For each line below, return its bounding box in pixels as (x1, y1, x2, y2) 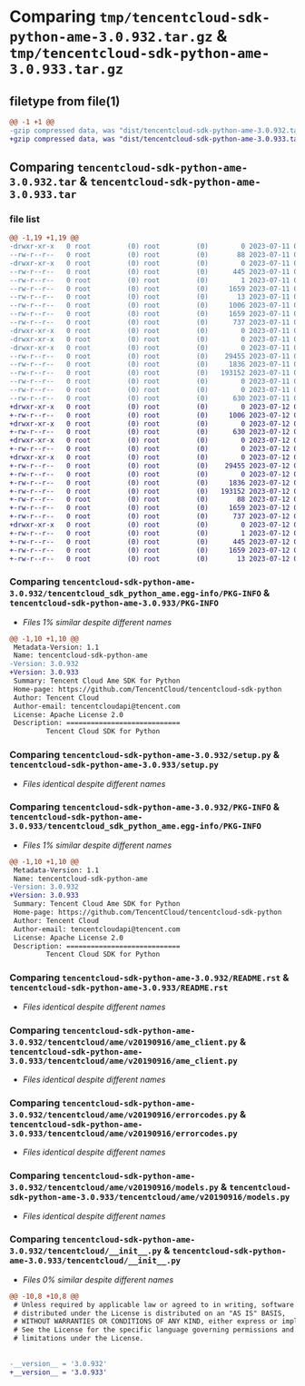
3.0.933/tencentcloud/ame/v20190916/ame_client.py (9, 1056, 238, 1066)
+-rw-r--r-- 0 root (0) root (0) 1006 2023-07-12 (9, 410, 290, 419)
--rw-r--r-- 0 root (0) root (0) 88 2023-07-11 (9, 251, 290, 260)
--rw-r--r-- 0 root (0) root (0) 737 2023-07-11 (9, 318, 290, 328)
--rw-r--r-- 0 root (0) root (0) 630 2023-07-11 (9, 393, 290, 403)
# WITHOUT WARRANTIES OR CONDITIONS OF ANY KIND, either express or (13, 1317, 279, 1326)
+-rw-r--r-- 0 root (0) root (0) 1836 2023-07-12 (9, 478, 290, 487)
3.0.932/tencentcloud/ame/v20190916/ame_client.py (9, 1037, 238, 1047)
